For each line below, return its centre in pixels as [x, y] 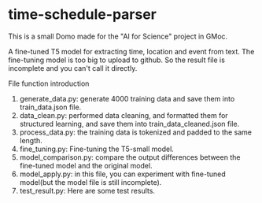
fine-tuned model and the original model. [86, 165]
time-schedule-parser [83, 15]
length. [31, 140]
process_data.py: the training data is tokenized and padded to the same [136, 132]
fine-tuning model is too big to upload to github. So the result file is [117, 60]
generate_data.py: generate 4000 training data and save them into [127, 98]
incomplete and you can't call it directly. [73, 68]
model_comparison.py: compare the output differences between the [130, 157]
